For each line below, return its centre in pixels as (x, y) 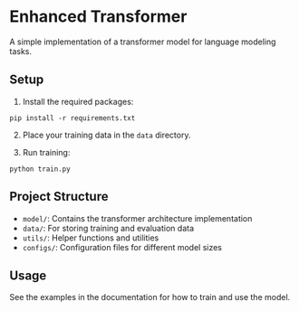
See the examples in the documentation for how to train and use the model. (150, 297)
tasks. (21, 51)
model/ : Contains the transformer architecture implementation (137, 218)
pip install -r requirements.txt (72, 118)
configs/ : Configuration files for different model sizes (122, 247)
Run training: (46, 152)
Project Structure (59, 197)
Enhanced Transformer (98, 17)
